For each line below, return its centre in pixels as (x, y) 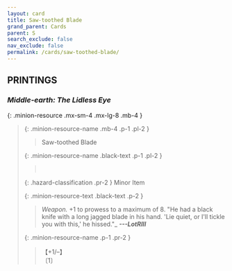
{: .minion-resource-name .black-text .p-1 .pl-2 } (93, 155)
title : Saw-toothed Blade (44, 20)
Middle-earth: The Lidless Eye (59, 100)
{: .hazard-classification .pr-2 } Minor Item (84, 182)
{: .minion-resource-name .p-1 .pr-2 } (77, 237)
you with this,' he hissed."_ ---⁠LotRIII (94, 224)
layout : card (26, 14)
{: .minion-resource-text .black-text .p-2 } (84, 195)
